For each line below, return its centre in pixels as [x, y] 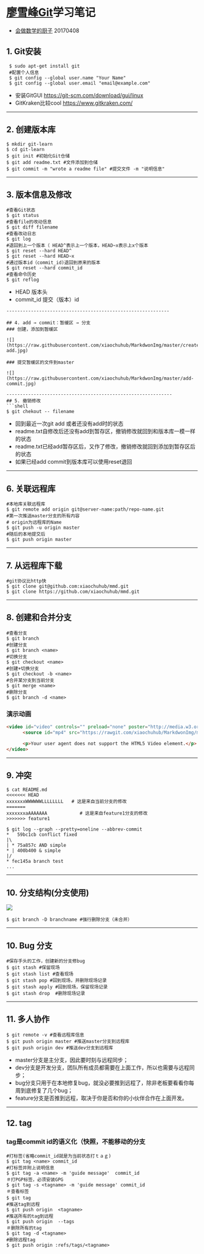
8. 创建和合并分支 [39, 618]
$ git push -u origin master [43, 528]
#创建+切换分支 [23, 668]
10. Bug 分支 [29, 945]
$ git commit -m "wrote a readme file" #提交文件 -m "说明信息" [86, 169]
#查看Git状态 [21, 210]
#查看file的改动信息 [29, 222]
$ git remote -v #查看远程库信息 [45, 1035]
